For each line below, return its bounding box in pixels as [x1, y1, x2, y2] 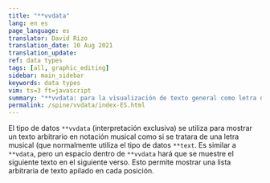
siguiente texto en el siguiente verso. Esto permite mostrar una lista [8, 157, 231, 167]
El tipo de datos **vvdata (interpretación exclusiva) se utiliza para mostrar [8, 124, 253, 133]
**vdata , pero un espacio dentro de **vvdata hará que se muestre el [8, 149, 235, 159]
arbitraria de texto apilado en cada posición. [8, 166, 154, 176]
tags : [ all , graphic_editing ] [8, 64, 110, 72]
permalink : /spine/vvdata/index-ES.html [8, 101, 146, 109]
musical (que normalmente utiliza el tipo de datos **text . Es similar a [8, 140, 237, 150]
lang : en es [8, 19, 48, 27]
